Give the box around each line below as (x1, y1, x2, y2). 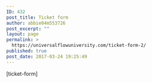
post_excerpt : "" (6, 25, 50, 32)
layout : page (6, 31, 39, 37)
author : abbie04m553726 (6, 20, 66, 26)
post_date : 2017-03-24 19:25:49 (6, 54, 87, 60)
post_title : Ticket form (6, 14, 68, 20)
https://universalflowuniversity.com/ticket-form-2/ (11, 43, 147, 49)
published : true (6, 48, 47, 54)
